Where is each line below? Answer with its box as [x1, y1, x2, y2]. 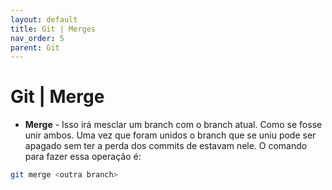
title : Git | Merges [10, 24, 97, 34]
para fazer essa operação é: [24, 151, 142, 163]
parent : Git [10, 42, 60, 53]
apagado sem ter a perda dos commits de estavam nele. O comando [24, 140, 308, 152]
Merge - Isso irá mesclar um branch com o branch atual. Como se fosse [24, 119, 323, 131]
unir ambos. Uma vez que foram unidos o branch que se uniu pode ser [24, 129, 317, 141]
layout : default [10, 14, 78, 25]
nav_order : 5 [10, 33, 65, 43]
